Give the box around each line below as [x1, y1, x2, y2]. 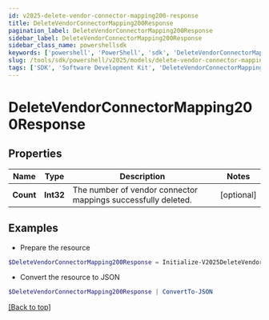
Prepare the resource [19, 242, 90, 252]
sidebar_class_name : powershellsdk [8, 42, 127, 50]
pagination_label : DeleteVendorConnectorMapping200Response [8, 26, 214, 34]
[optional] [219, 189, 257, 200]
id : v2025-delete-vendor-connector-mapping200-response [8, 11, 199, 20]
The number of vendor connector [72, 184, 199, 195]
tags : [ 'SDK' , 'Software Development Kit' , [8, 64, 156, 72]
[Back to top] [8, 302, 51, 312]
